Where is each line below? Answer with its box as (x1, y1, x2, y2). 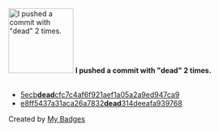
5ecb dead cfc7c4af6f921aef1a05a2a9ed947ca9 (19, 90, 180, 100)
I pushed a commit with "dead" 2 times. (75, 66, 213, 75)
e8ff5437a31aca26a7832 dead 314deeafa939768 (19, 99, 182, 108)
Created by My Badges (8, 114, 85, 124)
